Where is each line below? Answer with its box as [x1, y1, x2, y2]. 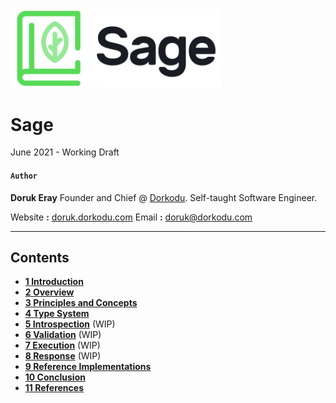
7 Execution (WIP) [24, 339, 101, 352]
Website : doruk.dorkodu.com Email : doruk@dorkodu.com [10, 211, 253, 223]
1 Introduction [24, 276, 84, 288]
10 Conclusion [24, 371, 86, 383]
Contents [10, 249, 70, 266]
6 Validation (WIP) [24, 329, 102, 341]
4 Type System [24, 308, 90, 320]
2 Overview [24, 286, 75, 298]
